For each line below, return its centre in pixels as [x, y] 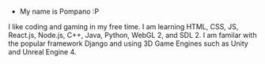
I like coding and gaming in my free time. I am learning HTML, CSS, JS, [123, 26]
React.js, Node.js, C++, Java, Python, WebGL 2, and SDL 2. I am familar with [132, 35]
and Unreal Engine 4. [42, 52]
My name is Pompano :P [59, 11]
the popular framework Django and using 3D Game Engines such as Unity [129, 43]
